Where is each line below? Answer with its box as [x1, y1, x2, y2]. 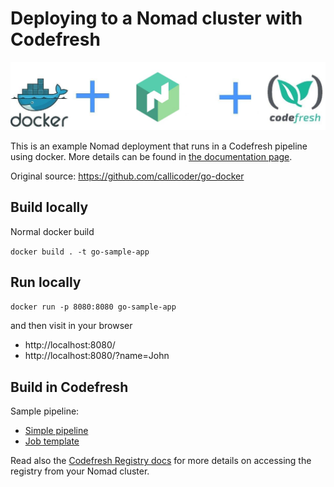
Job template [24, 435, 80, 447]
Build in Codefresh [10, 378, 129, 396]
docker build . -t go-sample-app [10, 247, 150, 257]
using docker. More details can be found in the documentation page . [10, 150, 293, 162]
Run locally [10, 273, 82, 291]
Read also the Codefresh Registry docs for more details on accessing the [10, 455, 312, 467]
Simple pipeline [24, 425, 89, 437]
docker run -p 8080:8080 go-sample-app [10, 302, 177, 312]
